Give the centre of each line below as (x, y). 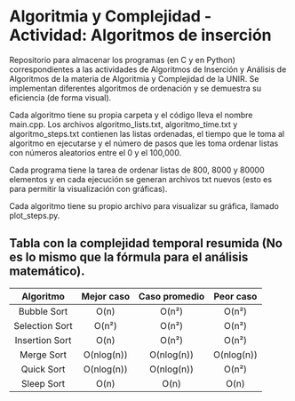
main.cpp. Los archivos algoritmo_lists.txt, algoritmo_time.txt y (124, 124)
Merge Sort (43, 355)
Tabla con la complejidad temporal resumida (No (146, 243)
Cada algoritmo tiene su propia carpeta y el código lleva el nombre (131, 115)
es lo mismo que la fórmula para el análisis (129, 257)
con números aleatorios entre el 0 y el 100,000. (96, 152)
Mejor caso (106, 296)
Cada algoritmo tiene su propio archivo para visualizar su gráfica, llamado (144, 205)
